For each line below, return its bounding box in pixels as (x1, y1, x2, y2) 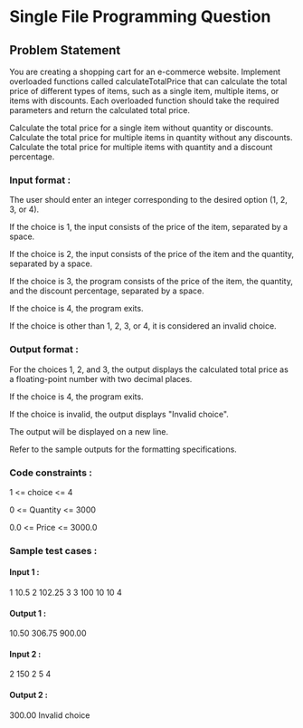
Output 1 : (9, 608, 47, 618)
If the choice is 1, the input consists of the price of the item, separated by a (9, 222, 288, 233)
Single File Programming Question (9, 6, 271, 27)
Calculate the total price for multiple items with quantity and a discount (9, 142, 273, 152)
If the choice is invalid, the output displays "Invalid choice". (9, 408, 229, 419)
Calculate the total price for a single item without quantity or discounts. (9, 122, 274, 133)
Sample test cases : (9, 544, 98, 557)
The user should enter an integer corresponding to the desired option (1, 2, (9, 195, 288, 206)
